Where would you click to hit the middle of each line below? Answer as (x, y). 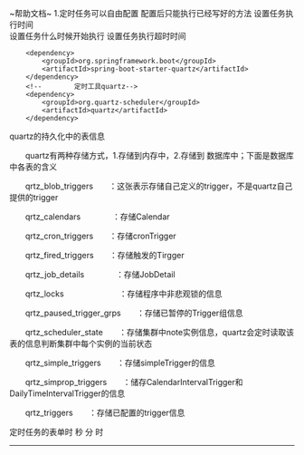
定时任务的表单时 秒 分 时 (57, 432)
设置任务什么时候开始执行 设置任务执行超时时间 (98, 36)
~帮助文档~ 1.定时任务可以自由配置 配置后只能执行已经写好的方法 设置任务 (148, 13)
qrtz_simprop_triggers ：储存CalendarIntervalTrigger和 (134, 382)
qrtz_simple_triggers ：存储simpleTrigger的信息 (120, 363)
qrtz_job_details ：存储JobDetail (100, 274)
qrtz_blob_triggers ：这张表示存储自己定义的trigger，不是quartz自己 (159, 186)
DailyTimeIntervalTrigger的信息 (67, 393)
